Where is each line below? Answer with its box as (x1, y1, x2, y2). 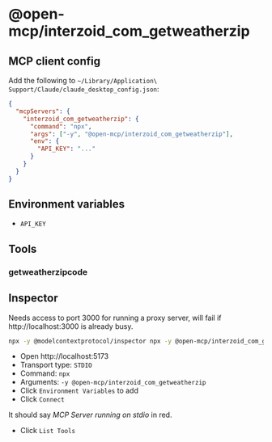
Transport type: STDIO (19, 360, 93, 370)
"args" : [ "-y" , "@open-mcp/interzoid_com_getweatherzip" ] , (29, 130, 233, 138)
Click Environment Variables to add (19, 385, 139, 396)
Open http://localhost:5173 (19, 351, 109, 361)
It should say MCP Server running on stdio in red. (8, 410, 172, 420)
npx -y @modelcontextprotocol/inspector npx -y (8, 337, 172, 345)
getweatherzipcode (8, 266, 87, 277)
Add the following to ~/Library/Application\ (8, 76, 158, 85)
